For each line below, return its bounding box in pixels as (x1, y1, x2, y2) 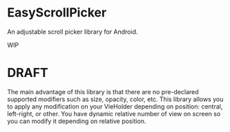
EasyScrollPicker (7, 5, 107, 21)
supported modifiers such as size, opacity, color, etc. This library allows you (7, 95, 224, 103)
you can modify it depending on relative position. (7, 117, 146, 125)
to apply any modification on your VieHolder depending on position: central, (7, 102, 223, 111)
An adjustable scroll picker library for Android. (7, 27, 138, 36)
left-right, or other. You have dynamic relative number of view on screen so (7, 109, 221, 118)
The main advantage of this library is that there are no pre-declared (7, 87, 199, 96)
